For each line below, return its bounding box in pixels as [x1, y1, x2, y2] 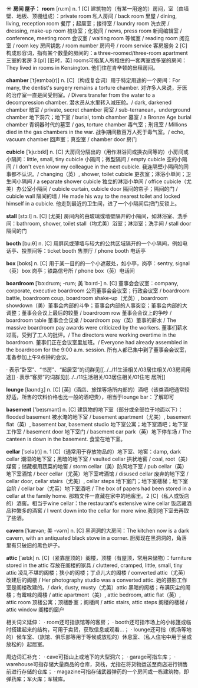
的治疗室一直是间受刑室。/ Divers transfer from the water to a [6, 92, 155, 99]
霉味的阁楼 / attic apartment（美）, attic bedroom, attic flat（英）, [21, 591, 181, 598]
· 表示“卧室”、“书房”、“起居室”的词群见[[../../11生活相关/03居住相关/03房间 [6, 366, 186, 373]
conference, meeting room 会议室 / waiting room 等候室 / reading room [6, 35, 178, 41]
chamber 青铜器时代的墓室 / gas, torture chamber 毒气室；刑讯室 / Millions [6, 121, 187, 128]
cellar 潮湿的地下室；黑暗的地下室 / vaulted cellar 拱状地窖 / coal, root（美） [6, 455, 191, 462]
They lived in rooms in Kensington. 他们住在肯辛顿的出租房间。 [6, 64, 159, 71]
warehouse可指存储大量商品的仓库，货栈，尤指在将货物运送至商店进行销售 [6, 661, 189, 667]
